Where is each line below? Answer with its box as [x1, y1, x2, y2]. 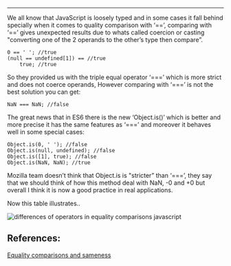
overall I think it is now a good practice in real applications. [7, 186, 173, 194]
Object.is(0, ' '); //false [7, 141, 88, 148]
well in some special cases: [7, 128, 85, 136]
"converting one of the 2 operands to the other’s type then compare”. [7, 36, 203, 43]
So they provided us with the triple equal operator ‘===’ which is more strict [7, 73, 222, 81]
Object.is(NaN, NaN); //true [7, 159, 91, 166]
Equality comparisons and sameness [7, 251, 111, 259]
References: [7, 232, 60, 245]
